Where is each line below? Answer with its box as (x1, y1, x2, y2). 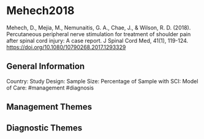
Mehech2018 (6, 4, 75, 18)
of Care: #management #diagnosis (6, 84, 94, 91)
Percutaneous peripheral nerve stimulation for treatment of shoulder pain (6, 30, 191, 37)
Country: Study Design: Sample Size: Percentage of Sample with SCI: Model (6, 77, 198, 85)
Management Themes (6, 102, 93, 112)
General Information (6, 61, 85, 72)
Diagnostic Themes (6, 122, 83, 133)
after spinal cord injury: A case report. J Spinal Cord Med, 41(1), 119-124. (6, 37, 189, 44)
